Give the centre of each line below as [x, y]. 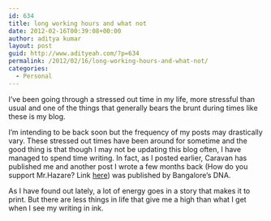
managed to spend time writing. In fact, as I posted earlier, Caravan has [128, 158]
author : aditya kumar [45, 38]
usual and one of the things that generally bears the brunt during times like [133, 108]
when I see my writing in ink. [56, 208]
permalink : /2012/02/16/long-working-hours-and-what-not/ [108, 62]
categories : [28, 69]
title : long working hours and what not [78, 23]
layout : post [30, 46]
